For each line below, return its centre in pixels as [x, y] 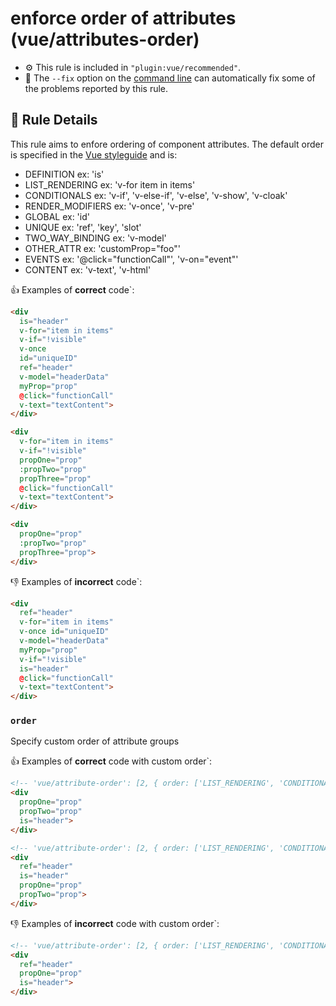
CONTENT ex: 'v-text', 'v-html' [88, 269]
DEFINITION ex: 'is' [64, 174]
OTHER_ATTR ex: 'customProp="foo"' [102, 248]
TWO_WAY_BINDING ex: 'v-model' [95, 238]
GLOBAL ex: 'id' [57, 216]
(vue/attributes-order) [105, 39]
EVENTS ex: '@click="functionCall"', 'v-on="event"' [131, 259]
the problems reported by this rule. [96, 88]
